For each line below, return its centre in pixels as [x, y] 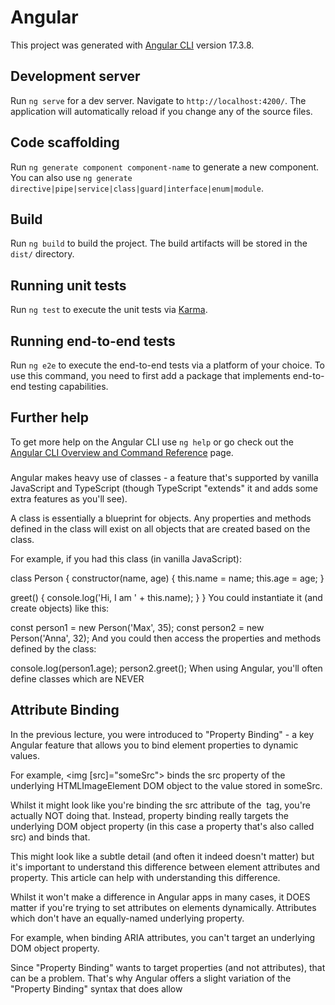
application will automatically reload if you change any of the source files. [161, 111]
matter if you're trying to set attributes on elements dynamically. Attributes [163, 907]
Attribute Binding [65, 710]
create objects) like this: [60, 608]
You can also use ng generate [71, 177]
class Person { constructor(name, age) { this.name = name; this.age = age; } [167, 578]
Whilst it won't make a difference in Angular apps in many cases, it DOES [160, 897]
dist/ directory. [42, 254]
